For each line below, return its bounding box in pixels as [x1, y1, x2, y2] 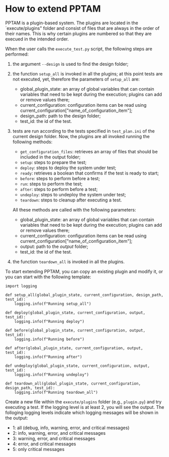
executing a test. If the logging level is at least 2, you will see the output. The [5, 404, 164, 410]
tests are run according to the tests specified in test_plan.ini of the [12, 128, 155, 134]
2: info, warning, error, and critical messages [12, 430, 106, 436]
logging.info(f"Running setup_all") [14, 301, 92, 306]
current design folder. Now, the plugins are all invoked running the [12, 133, 150, 139]
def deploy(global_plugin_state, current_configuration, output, [5, 310, 145, 315]
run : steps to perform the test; [20, 181, 83, 187]
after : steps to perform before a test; [20, 186, 98, 192]
